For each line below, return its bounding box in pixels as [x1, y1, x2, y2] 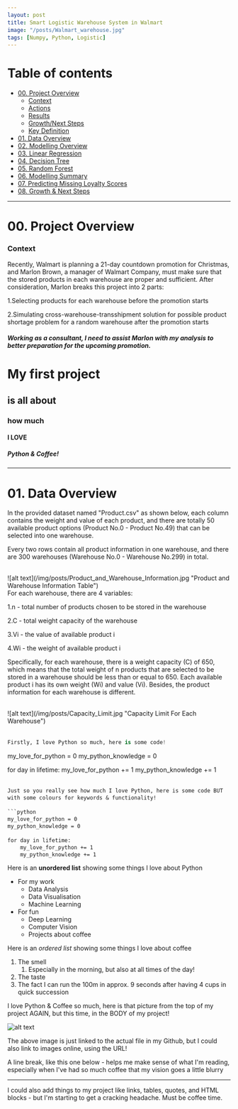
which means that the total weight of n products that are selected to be [7, 665, 215, 674]
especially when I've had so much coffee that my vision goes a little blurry [7, 1066, 224, 1074]
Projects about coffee [28, 930, 92, 939]
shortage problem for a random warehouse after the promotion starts [7, 317, 209, 326]
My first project [7, 366, 101, 383]
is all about [7, 394, 57, 406]
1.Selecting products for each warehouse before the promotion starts [7, 296, 209, 305]
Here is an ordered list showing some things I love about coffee [7, 944, 192, 953]
